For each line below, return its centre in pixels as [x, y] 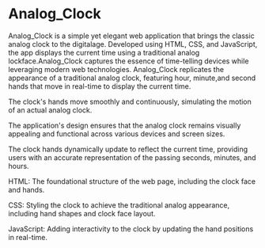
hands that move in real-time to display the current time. [100, 86]
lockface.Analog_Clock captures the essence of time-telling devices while [129, 61]
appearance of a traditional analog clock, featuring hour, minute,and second [132, 78]
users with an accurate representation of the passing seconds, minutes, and [132, 157]
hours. [19, 166]
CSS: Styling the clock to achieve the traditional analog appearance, [119, 205]
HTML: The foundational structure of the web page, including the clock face [132, 181]
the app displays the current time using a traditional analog [104, 52]
